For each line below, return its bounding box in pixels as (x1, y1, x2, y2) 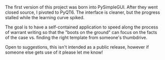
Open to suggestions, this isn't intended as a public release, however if (5, 44, 149, 50)
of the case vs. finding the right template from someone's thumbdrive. (5, 34, 148, 40)
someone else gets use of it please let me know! (5, 49, 103, 55)
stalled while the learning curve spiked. (5, 15, 85, 20)
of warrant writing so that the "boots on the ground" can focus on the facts (5, 30, 158, 35)
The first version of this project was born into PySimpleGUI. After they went (5, 4, 158, 10)
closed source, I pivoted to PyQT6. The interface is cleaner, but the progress (5, 9, 160, 15)
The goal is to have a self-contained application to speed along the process (5, 24, 159, 30)
